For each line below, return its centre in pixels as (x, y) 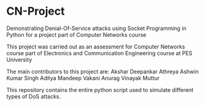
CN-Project (36, 11)
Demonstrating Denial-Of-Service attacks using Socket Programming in (96, 28)
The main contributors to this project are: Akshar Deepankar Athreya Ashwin (102, 71)
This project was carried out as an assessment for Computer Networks (96, 47)
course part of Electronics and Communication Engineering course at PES (99, 53)
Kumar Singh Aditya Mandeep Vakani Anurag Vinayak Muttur (83, 78)
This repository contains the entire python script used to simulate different (100, 89)
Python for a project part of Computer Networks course (76, 34)
